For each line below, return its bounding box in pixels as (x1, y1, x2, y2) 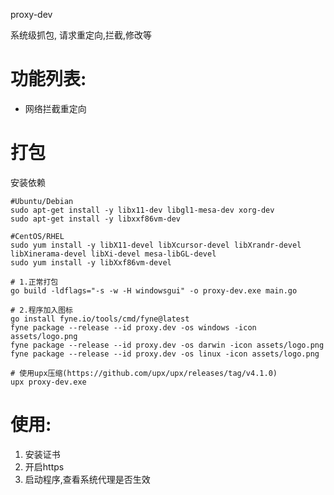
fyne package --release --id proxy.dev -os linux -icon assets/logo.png (10, 349, 320, 359)
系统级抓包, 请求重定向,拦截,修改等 (10, 29, 153, 41)
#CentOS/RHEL (10, 231, 65, 241)
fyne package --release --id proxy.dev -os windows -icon (10, 322, 257, 333)
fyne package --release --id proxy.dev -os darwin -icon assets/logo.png (10, 340, 325, 350)
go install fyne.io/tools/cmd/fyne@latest (10, 314, 190, 324)
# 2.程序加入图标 (10, 305, 73, 315)
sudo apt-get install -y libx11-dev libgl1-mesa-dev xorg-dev (10, 205, 275, 215)
